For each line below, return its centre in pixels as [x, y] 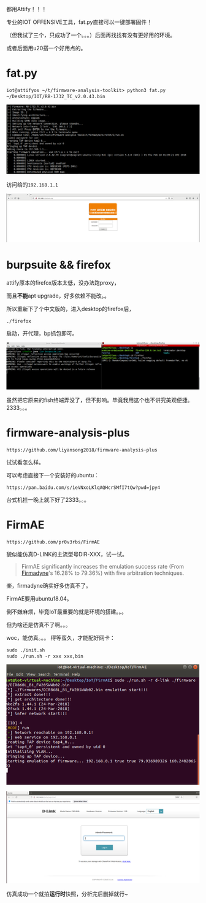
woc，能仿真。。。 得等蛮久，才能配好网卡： [61, 637]
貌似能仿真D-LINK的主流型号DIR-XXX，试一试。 [67, 554]
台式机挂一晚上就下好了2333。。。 [48, 499]
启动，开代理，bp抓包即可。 [42, 333]
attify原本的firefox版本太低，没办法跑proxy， [63, 282]
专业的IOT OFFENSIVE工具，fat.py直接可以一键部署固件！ [79, 22]
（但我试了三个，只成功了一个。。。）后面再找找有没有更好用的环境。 [91, 35]
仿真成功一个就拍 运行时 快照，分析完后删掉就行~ [67, 894]
